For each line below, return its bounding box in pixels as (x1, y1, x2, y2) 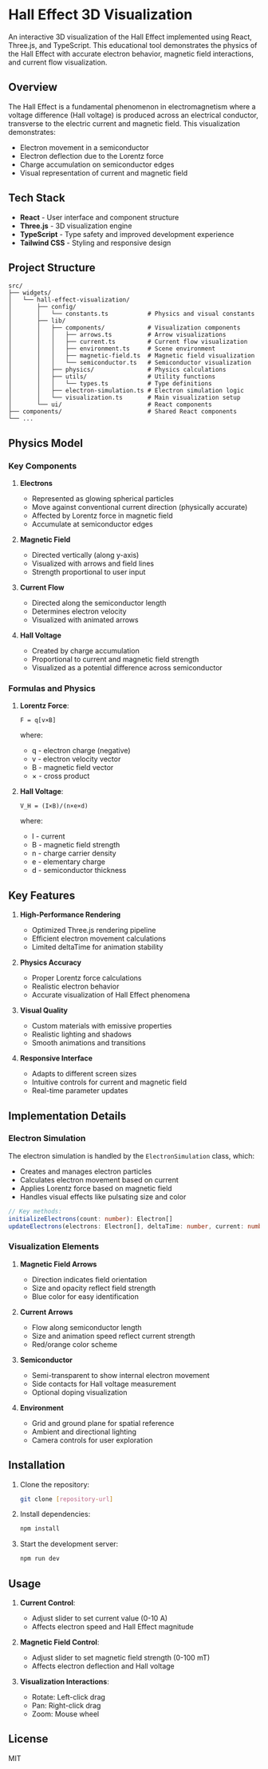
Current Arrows (19, 1307, 73, 1317)
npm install (19, 1525, 60, 1533)
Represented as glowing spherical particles (31, 494, 174, 503)
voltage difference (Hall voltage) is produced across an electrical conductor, (8, 110, 259, 120)
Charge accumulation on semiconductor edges (19, 160, 175, 169)
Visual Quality (19, 1005, 69, 1015)
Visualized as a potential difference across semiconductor (31, 663, 223, 673)
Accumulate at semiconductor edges (31, 519, 153, 529)
